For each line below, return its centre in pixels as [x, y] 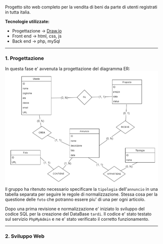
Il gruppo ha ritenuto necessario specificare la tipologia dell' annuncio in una [81, 189]
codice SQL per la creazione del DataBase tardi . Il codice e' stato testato [78, 214]
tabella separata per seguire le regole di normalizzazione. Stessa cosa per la [81, 194]
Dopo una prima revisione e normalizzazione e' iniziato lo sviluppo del [75, 209]
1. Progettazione [25, 58]
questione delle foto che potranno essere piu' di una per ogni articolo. [75, 199]
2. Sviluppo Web [25, 236]
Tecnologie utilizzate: [27, 22]
